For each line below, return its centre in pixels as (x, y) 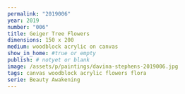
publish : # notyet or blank (49, 60)
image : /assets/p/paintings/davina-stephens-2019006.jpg (93, 66)
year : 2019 (23, 20)
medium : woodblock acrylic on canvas (63, 47)
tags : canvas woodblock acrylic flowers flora (77, 73)
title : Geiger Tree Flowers (49, 34)
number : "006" (28, 27)
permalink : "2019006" (39, 14)
